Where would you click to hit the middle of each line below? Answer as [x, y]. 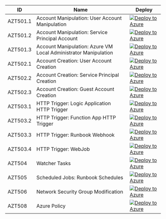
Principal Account [57, 38]
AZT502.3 [20, 92]
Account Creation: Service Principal [78, 75]
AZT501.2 [20, 35]
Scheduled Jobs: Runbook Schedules [80, 177]
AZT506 [17, 192]
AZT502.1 [20, 64]
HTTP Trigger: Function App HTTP [76, 117]
